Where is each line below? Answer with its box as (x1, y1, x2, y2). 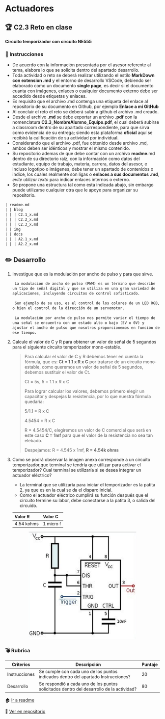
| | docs (5, 232, 23, 237)
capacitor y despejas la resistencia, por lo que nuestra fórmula (24, 394, 151, 399)
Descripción (75, 662, 101, 667)
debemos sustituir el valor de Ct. (24, 369, 91, 375)
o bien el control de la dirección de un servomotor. (12, 306, 125, 311)
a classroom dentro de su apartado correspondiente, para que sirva (12, 125, 150, 131)
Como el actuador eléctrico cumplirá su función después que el (19, 492, 148, 498)
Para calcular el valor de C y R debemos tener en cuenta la (24, 354, 143, 360)
